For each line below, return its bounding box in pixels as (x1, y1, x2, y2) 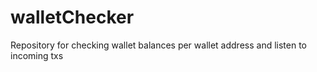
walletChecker (10, 6, 135, 29)
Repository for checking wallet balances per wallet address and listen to (10, 39, 307, 51)
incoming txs (10, 49, 64, 61)
